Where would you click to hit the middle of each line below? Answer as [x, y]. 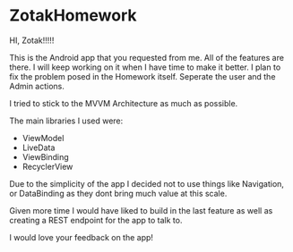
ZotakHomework [73, 16]
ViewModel [43, 138]
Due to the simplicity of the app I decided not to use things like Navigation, [147, 183]
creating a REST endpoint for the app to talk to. [96, 220]
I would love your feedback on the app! [82, 237]
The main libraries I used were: [66, 121]
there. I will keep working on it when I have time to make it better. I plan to [145, 67]
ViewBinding [45, 156]
